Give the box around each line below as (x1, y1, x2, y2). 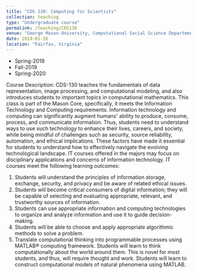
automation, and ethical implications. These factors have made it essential (6, 137, 185, 144)
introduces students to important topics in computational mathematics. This (6, 93, 189, 100)
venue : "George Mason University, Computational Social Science (6, 31, 167, 36)
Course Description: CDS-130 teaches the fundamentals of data (6, 81, 161, 88)
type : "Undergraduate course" (6, 19, 80, 25)
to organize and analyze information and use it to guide (14, 211, 148, 218)
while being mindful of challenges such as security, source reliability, (6, 131, 173, 138)
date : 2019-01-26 (6, 36, 49, 42)
